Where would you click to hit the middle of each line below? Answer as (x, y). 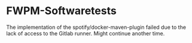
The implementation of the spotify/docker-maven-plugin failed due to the (96, 27)
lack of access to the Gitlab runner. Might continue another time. (86, 33)
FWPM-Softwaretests (61, 11)
